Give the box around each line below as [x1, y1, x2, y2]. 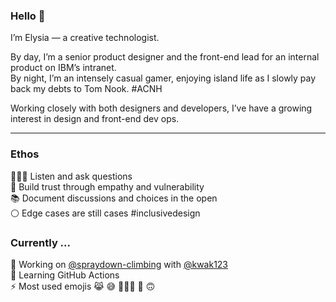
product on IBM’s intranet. [10, 62, 117, 74]
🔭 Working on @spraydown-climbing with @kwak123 [10, 258, 229, 270]
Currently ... [10, 235, 72, 249]
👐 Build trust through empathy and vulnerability [10, 180, 205, 193]
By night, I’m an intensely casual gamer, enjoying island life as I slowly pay [10, 72, 317, 84]
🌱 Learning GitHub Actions [10, 269, 120, 281]
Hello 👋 [10, 9, 46, 23]
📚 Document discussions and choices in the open [10, 192, 218, 204]
